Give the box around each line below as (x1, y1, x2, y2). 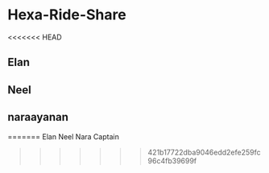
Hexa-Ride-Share (7, 6, 126, 24)
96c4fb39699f (147, 155, 197, 166)
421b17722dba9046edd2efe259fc (147, 147, 261, 157)
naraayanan (7, 110, 69, 124)
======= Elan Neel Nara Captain (7, 131, 120, 142)
